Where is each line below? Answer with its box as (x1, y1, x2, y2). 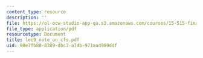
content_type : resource (6, 8, 66, 15)
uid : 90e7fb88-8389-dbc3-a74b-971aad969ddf (6, 43, 118, 49)
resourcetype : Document (6, 31, 66, 37)
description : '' (6, 14, 47, 21)
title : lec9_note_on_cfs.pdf (6, 37, 80, 43)
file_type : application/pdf (6, 25, 77, 32)
